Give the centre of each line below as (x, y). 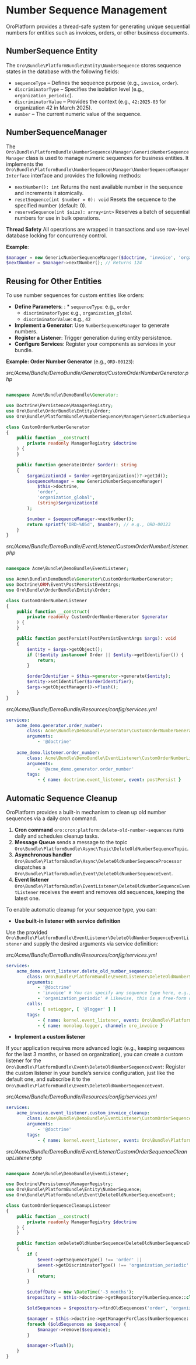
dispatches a (30, 867)
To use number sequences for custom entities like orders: (75, 295)
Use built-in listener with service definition (67, 921)
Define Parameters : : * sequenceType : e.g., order (72, 307)
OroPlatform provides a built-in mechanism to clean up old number (86, 812)
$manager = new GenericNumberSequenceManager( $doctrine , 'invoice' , (91, 257)
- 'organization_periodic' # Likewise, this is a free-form (112, 999)
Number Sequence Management (87, 10)
